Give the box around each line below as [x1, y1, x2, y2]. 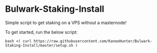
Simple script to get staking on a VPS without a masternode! [5, 20, 127, 26]
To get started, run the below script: [5, 29, 78, 35]
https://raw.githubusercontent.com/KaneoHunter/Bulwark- [33, 38, 153, 44]
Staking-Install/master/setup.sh [5, 43, 74, 48]
